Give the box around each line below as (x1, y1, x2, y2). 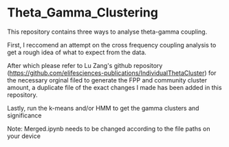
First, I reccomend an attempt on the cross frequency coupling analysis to (7, 41, 217, 49)
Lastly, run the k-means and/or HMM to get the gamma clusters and (7, 104, 199, 112)
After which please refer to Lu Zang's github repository (7, 61, 163, 69)
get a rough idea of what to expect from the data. (7, 48, 146, 56)
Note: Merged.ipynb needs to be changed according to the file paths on (7, 124, 210, 133)
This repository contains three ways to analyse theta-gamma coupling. (7, 27, 208, 36)
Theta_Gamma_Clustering (7, 5, 158, 21)
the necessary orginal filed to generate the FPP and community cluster (7, 76, 208, 84)
